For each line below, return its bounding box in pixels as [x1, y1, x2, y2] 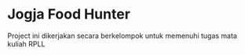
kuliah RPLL [7, 39, 46, 48]
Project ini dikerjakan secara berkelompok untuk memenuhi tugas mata [7, 31, 237, 40]
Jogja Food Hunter [7, 5, 131, 23]
